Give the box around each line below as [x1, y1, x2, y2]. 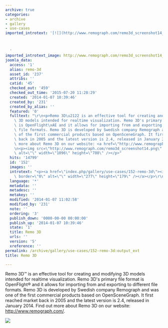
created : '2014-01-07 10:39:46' [9, 94, 77, 100]
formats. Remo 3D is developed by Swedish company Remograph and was [5, 287, 159, 293]
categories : [5, 12, 30, 17]
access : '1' [9, 62, 35, 67]
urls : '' [9, 234, 28, 239]
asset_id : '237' [9, 71, 43, 76]
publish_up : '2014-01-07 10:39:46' [9, 220, 84, 225]
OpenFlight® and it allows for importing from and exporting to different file [5, 281, 158, 287]
